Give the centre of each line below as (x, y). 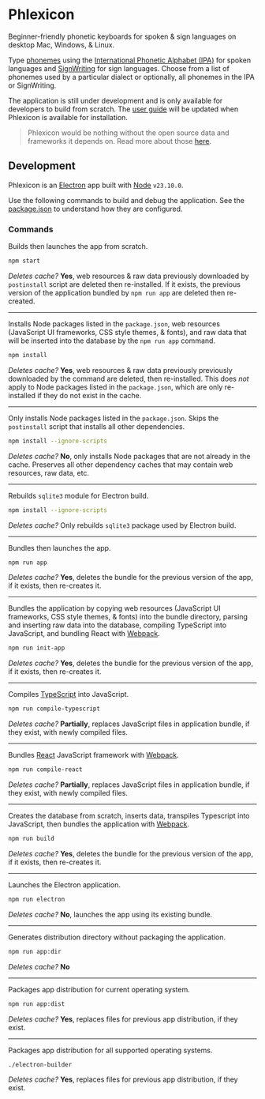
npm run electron (37, 899)
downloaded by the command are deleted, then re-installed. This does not (129, 378)
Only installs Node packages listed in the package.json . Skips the (114, 418)
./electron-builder (40, 1064)
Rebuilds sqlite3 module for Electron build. (78, 495)
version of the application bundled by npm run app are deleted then (117, 292)
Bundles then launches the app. (60, 548)
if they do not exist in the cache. (90, 395)
